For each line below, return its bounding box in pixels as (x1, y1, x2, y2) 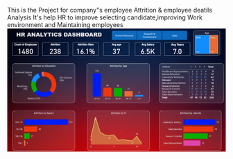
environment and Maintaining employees (7, 21, 123, 28)
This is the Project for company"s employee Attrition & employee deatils (7, 6, 213, 14)
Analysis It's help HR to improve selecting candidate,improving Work (7, 13, 203, 22)
